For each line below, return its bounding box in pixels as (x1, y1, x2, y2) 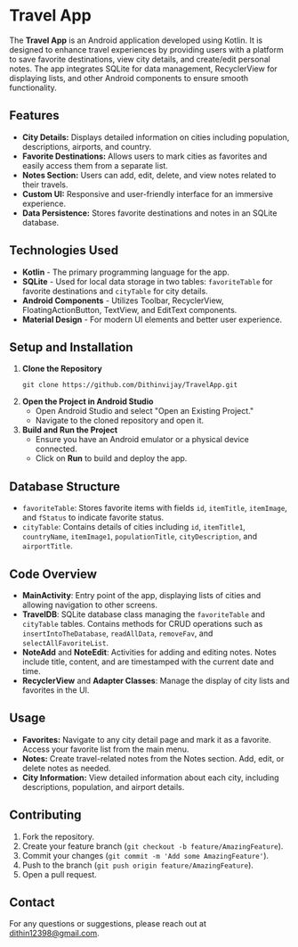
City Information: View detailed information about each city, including (21, 772, 279, 783)
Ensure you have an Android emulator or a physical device (35, 434, 249, 445)
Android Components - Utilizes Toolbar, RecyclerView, (21, 295, 224, 306)
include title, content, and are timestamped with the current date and (21, 656, 274, 667)
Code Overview (9, 566, 98, 581)
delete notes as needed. (21, 762, 111, 773)
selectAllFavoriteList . (21, 638, 109, 647)
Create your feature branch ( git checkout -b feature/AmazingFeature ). (21, 840, 284, 852)
